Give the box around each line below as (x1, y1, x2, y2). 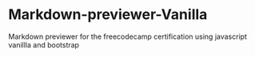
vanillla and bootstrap (8, 40, 80, 49)
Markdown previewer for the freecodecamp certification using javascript (8, 32, 248, 41)
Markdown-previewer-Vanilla (8, 6, 208, 24)
